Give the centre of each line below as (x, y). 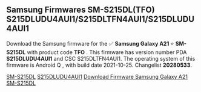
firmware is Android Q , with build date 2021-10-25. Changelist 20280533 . (99, 65)
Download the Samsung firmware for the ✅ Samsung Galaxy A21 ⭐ (90, 43)
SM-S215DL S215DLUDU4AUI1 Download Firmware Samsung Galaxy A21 (97, 76)
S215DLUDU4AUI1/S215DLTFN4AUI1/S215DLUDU (100, 20)
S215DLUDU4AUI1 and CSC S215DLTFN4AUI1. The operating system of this (101, 58)
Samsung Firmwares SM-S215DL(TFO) (81, 10)
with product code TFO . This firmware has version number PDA (107, 52)
